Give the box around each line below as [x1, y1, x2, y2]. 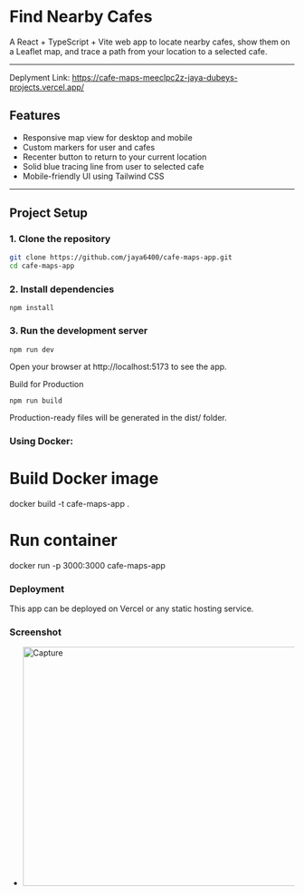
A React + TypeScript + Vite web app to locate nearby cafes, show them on [9, 36, 291, 47]
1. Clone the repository [9, 233, 111, 246]
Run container [9, 530, 118, 550]
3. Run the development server [9, 325, 148, 337]
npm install [9, 304, 54, 313]
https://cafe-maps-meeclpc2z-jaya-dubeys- [71, 72, 238, 83]
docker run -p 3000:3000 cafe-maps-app [9, 559, 166, 570]
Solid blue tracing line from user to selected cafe [22, 161, 204, 171]
